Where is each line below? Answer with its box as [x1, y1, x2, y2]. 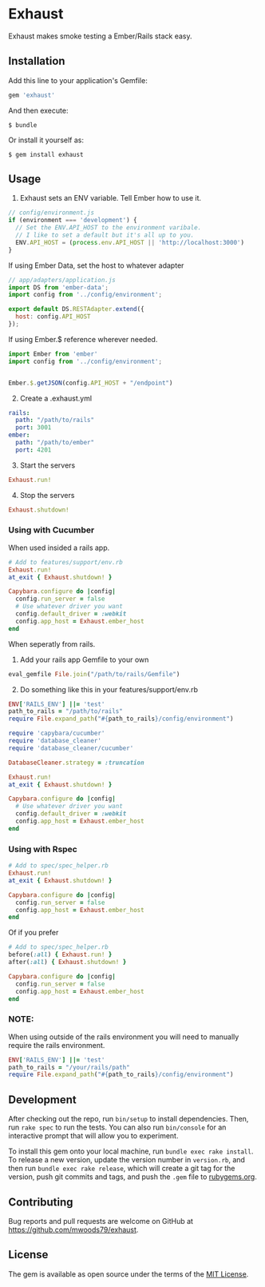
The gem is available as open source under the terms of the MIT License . [8, 1269, 249, 1279]
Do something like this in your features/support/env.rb [19, 684, 198, 694]
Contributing [8, 1195, 73, 1209]
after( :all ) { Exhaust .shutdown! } [8, 958, 127, 966]
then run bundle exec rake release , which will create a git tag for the [8, 1164, 235, 1173]
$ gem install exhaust [8, 150, 84, 158]
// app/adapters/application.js [8, 276, 116, 284]
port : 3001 [15, 424, 52, 432]
